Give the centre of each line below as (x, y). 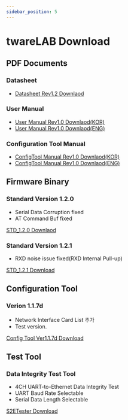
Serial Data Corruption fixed (49, 212)
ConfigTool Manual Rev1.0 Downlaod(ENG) (67, 163)
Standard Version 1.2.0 (40, 199)
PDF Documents (37, 63)
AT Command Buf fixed (44, 218)
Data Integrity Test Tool (41, 374)
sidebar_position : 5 (32, 12)
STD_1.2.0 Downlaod (31, 230)
